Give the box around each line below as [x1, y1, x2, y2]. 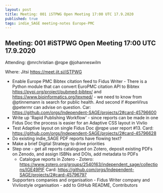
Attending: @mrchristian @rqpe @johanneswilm [5, 60, 101, 65]
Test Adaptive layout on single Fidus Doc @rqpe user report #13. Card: [12, 125, 154, 131]
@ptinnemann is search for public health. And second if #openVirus [12, 99, 148, 105]
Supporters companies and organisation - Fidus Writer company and [12, 177, 150, 183]
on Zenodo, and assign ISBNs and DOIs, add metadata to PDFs [12, 151, 139, 157]
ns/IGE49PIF [19, 167, 45, 172]
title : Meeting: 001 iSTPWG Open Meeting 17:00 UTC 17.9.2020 [5, 12, 134, 17]
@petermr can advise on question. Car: [12, 105, 91, 110]
